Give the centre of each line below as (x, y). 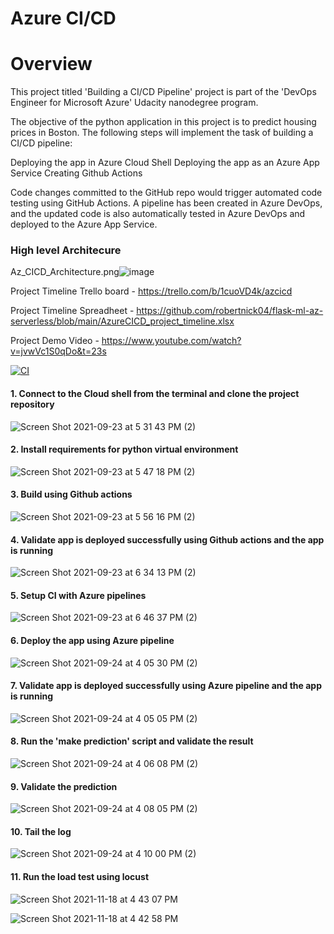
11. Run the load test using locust (80, 877)
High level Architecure (66, 250)
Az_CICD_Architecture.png (65, 272)
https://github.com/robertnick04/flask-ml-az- (230, 311)
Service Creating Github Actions (76, 173)
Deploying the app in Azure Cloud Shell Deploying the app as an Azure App (165, 163)
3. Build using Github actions (71, 494)
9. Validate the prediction (64, 786)
